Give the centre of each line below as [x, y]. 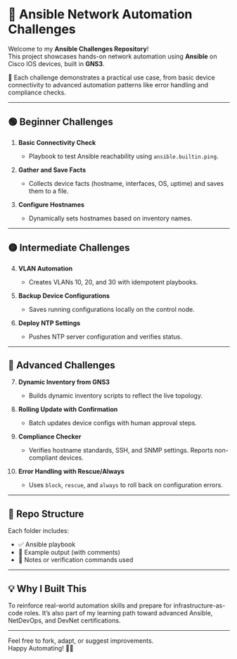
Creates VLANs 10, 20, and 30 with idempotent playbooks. [113, 282]
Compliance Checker [50, 437]
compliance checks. [37, 92]
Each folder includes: [39, 531]
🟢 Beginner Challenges [60, 122]
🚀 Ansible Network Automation [100, 14]
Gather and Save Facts [52, 170]
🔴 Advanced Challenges [62, 365]
